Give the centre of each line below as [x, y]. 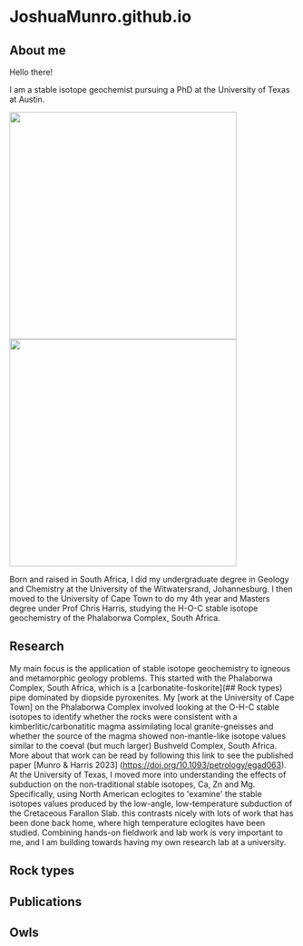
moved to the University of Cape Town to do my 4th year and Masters [140, 598]
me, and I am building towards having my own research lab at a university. [148, 841]
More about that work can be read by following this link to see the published [151, 755]
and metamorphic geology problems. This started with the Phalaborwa [142, 678]
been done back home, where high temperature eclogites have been [137, 822]
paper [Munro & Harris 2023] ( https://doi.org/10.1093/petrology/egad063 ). [148, 764]
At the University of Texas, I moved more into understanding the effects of [148, 774]
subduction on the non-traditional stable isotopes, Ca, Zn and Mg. [132, 784]
